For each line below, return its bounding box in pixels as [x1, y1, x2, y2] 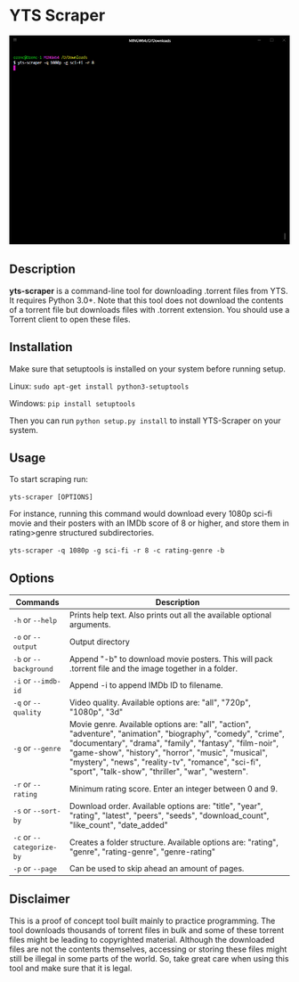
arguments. [69, 619, 111, 629]
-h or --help [12, 614, 58, 625]
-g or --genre [12, 742, 61, 753]
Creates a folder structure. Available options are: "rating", [69, 837, 279, 847]
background [12, 665, 53, 674]
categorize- [12, 843, 58, 852]
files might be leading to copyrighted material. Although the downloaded [9, 934, 275, 945]
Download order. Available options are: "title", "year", [69, 800, 263, 811]
